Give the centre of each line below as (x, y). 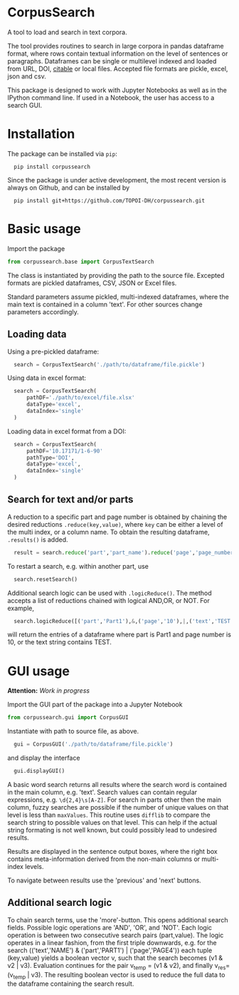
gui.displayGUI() (39, 771)
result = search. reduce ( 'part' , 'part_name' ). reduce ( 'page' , (105, 552)
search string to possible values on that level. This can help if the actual (112, 823)
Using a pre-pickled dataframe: (53, 351)
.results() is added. (38, 540)
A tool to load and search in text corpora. (68, 32)
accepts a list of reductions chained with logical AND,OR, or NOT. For (108, 600)
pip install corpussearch (52, 167)
